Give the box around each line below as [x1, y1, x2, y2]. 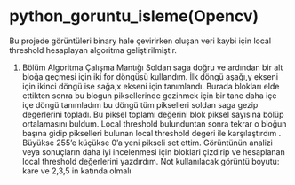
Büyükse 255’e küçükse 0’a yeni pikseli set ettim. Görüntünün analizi [21, 137, 273, 148]
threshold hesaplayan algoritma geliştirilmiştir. [9, 44, 178, 55]
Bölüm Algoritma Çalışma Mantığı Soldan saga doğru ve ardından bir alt [21, 62, 283, 73]
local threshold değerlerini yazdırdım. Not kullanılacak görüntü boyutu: [21, 156, 280, 166]
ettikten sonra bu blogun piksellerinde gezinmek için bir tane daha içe [21, 90, 277, 101]
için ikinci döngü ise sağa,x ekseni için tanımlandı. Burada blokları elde [21, 81, 280, 91]
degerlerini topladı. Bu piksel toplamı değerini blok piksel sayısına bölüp [21, 109, 284, 119]
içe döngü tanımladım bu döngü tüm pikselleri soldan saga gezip [21, 99, 259, 110]
